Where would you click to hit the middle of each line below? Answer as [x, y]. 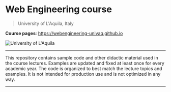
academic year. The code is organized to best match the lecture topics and [84, 68]
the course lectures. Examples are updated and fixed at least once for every [85, 63]
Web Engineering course [59, 9]
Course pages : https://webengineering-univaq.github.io [64, 33]
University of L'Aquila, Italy [46, 23]
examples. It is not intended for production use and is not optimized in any [83, 74]
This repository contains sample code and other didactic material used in [82, 57]
